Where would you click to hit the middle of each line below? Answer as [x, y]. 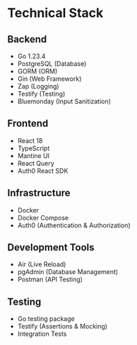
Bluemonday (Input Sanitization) [64, 101]
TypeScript [34, 148]
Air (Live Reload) [42, 264]
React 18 [30, 140]
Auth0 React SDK [43, 171]
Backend [27, 39]
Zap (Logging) [38, 86]
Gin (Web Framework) [49, 79]
